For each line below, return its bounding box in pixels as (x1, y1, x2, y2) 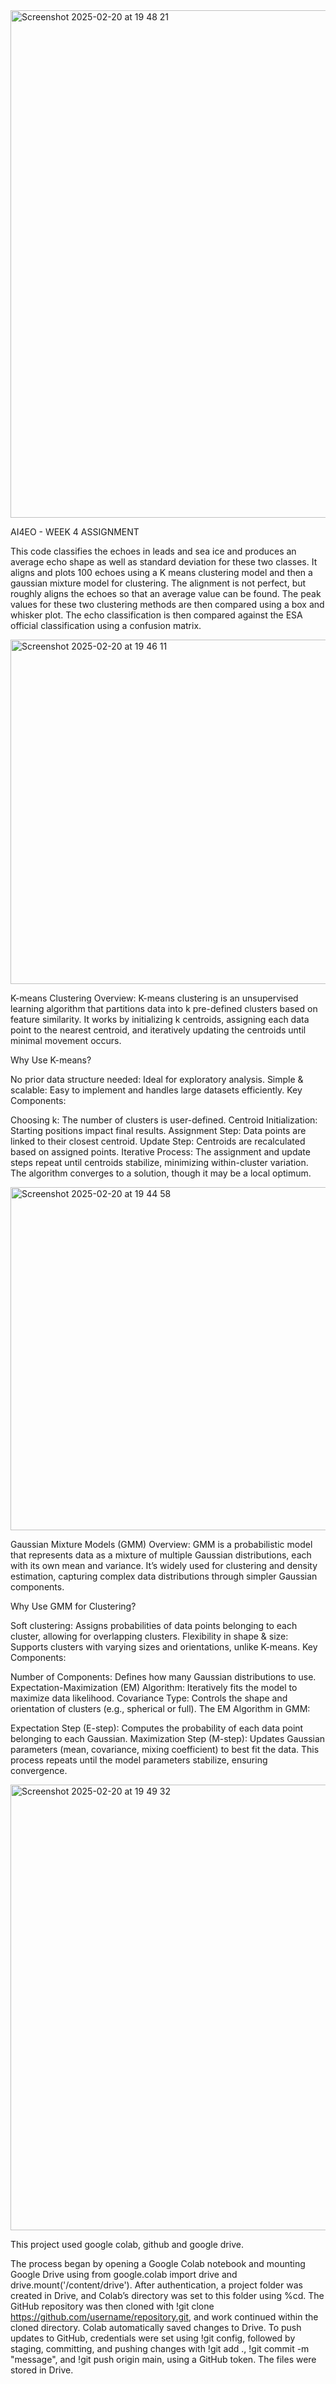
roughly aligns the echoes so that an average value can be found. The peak (10, 588, 322, 599)
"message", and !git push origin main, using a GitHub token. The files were (10, 2354, 317, 2365)
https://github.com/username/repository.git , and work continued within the (10, 2311, 319, 2323)
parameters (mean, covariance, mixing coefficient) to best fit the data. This (10, 1744, 320, 1755)
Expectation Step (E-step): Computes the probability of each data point (10, 1722, 304, 1734)
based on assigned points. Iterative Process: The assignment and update (10, 1146, 311, 1158)
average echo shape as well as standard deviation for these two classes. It (10, 556, 318, 568)
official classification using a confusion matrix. (10, 620, 202, 631)
